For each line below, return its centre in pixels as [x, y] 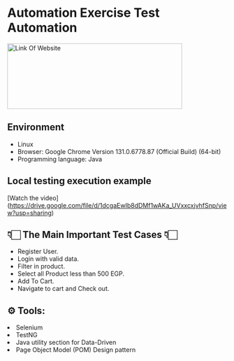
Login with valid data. [48, 259]
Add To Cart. [36, 281]
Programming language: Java [60, 159]
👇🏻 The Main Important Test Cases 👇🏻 [93, 235]
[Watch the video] [33, 198]
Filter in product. [41, 267]
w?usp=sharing [30, 213]
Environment [36, 127]
